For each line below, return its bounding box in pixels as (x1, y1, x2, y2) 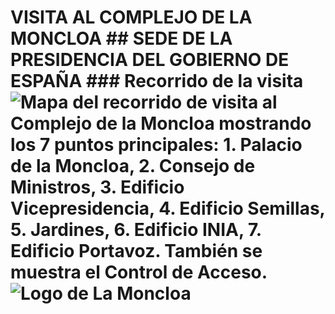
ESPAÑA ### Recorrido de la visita (10, 70, 304, 93)
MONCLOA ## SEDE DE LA (10, 27, 233, 50)
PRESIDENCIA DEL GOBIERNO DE (10, 49, 290, 71)
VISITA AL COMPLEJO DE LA (10, 6, 253, 29)
